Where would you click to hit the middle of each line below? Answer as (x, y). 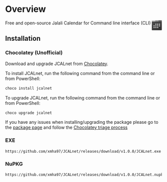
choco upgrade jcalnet (29, 113)
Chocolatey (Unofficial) (34, 53)
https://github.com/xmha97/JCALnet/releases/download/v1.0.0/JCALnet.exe (83, 151)
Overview (26, 9)
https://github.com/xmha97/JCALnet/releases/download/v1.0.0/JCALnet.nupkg (85, 175)
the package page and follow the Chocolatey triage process (66, 127)
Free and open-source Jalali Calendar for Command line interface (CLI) (78, 23)
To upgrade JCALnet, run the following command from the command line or (83, 97)
